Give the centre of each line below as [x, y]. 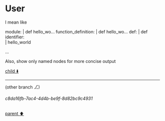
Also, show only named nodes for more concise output [61, 61]
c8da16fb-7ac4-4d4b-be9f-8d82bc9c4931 [49, 98]
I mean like [16, 22]
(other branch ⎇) [23, 87]
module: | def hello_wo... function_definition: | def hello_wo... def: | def [76, 31]
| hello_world [18, 42]
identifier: [15, 37]
